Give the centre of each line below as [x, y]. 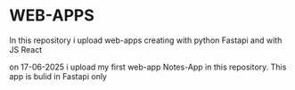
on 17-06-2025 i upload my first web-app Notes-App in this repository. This [148, 67]
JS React [26, 49]
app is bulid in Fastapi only [58, 76]
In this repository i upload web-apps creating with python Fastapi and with [146, 40]
